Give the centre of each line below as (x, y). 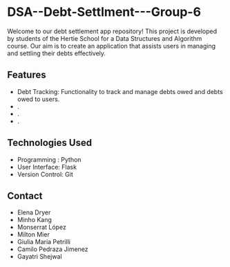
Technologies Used (49, 143)
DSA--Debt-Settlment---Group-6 (104, 12)
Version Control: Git (45, 174)
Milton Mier (33, 234)
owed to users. (38, 99)
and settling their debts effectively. (56, 53)
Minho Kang (34, 220)
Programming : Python (49, 159)
